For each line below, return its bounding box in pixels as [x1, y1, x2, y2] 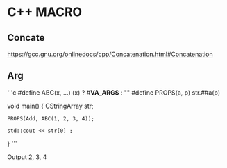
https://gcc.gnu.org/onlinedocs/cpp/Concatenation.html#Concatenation [7, 50, 213, 58]
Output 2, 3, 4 [7, 153, 47, 161]
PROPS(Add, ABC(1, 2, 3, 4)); [7, 115, 95, 122]
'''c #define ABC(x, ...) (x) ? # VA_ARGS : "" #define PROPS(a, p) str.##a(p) [7, 88, 221, 97]
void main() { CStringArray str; [7, 102, 94, 110]
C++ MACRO [7, 4, 82, 20]
